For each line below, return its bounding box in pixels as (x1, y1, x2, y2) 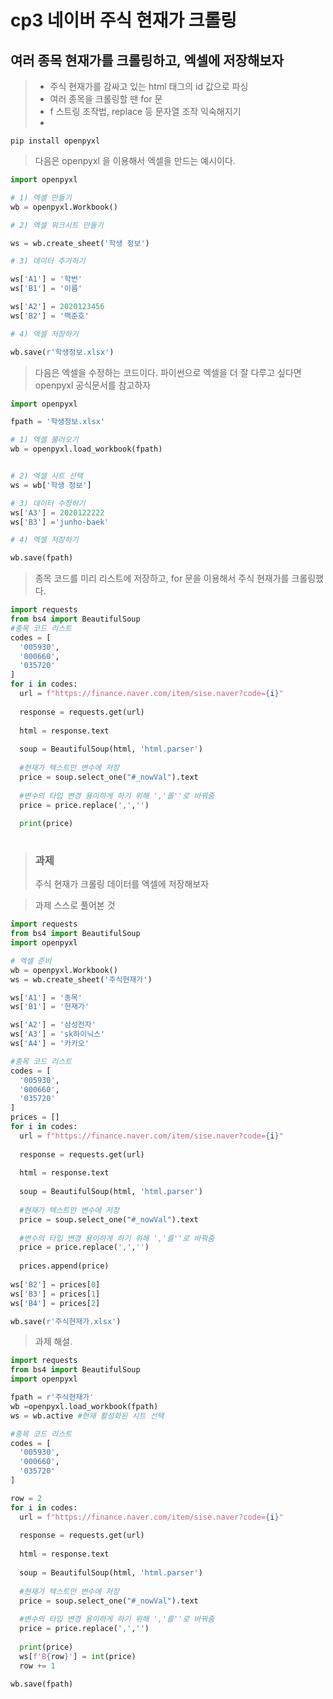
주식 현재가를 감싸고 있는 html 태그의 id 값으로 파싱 (49, 81, 249, 92)
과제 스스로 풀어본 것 (34, 899, 116, 911)
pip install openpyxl (10, 136, 101, 146)
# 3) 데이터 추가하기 (10, 256, 86, 266)
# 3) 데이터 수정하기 (10, 498, 86, 508)
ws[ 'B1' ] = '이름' (10, 284, 83, 294)
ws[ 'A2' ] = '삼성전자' (10, 1020, 97, 1030)
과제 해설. (34, 1336, 73, 1348)
